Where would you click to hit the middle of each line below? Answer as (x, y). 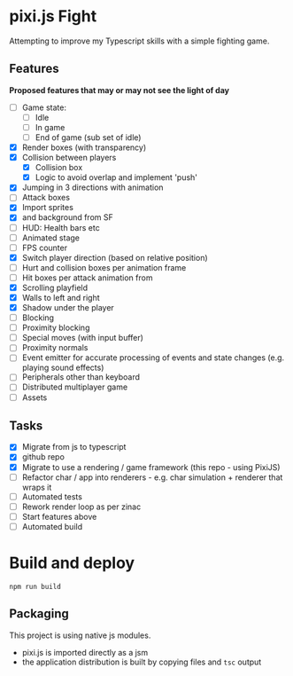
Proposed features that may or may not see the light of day (120, 90)
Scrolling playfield (55, 287)
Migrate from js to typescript (74, 447)
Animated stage (50, 238)
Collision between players (69, 158)
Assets (35, 397)
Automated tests (52, 496)
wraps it (37, 487)
